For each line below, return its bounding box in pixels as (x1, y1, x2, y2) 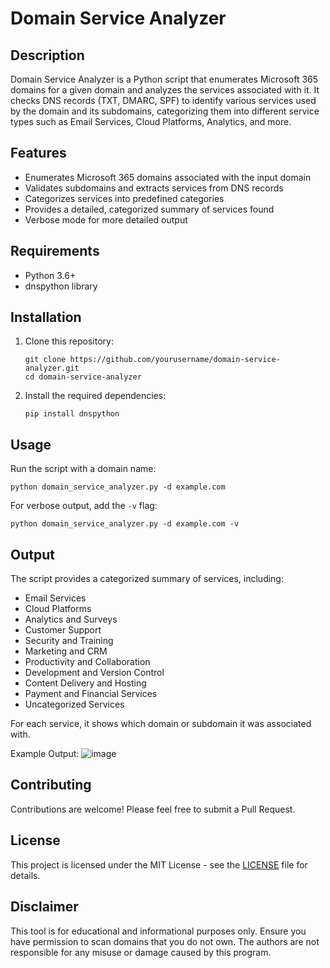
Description (10, 47, 85, 64)
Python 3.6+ (24, 269, 77, 281)
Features (10, 145, 67, 162)
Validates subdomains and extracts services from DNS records (24, 182, 284, 194)
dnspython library (24, 280, 98, 292)
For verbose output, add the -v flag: (10, 500, 158, 512)
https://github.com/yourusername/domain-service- (69, 355, 281, 365)
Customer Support (24, 624, 102, 636)
